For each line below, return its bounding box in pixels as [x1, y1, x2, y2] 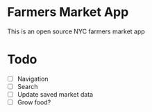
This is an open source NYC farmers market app [7, 27, 146, 35]
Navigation [17, 74, 49, 83]
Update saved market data [17, 90, 94, 98]
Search [17, 82, 38, 90]
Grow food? [17, 98, 51, 106]
